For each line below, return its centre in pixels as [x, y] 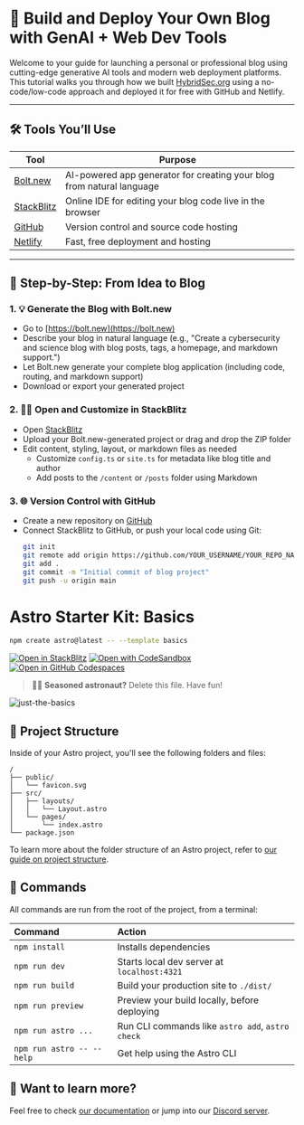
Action [132, 931]
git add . [41, 563]
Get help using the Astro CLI [177, 1053]
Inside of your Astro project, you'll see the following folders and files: [138, 753]
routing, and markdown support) [83, 377]
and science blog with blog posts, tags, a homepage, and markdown [150, 348]
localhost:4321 [150, 972]
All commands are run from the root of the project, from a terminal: [133, 909]
